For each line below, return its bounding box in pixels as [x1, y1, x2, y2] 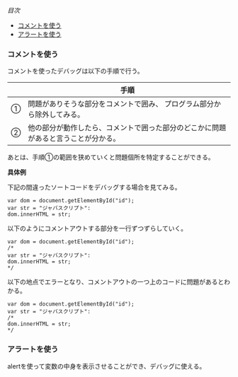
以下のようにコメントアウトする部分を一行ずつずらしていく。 [7, 224, 188, 233]
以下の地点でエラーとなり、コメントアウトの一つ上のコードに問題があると [7, 278, 225, 286]
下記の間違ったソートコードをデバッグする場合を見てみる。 [7, 183, 181, 192]
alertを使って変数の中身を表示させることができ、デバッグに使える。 [7, 361, 206, 370]
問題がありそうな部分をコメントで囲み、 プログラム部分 [28, 99, 215, 109]
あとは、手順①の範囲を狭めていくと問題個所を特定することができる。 [7, 153, 215, 161]
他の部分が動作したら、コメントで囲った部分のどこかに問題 [28, 123, 227, 133]
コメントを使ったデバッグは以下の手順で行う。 [7, 66, 144, 76]
